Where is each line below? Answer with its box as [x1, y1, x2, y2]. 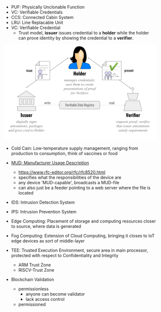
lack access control [25, 296, 65, 302]
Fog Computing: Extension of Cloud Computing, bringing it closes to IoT [11, 233, 155, 239]
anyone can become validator [25, 291, 85, 297]
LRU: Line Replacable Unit [11, 19, 64, 25]
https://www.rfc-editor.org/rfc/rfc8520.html [18, 170, 106, 175]
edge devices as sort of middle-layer [11, 238, 85, 243]
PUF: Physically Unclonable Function [11, 4, 85, 10]
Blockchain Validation [11, 277, 54, 282]
